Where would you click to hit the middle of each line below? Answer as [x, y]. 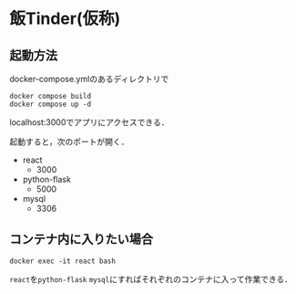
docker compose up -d [51, 104]
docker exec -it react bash [63, 261]
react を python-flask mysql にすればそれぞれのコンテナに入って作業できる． [151, 278]
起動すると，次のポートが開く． [69, 142]
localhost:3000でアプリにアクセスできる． [90, 122]
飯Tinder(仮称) [65, 19]
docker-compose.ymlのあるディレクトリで [89, 79]
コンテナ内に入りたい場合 [81, 240]
